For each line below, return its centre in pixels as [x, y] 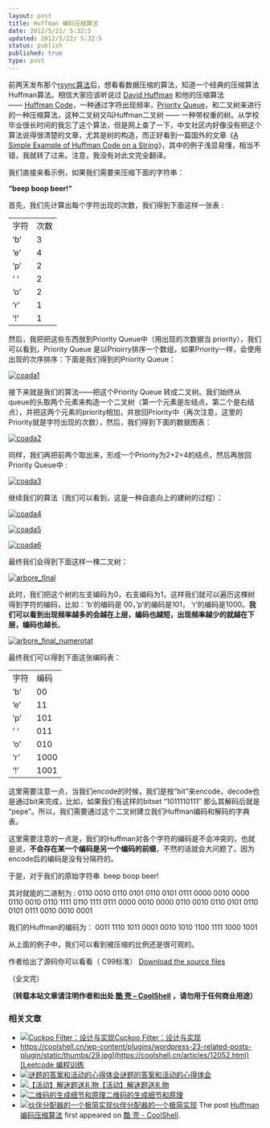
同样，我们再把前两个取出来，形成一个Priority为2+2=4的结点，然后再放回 [130, 454]
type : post [27, 61]
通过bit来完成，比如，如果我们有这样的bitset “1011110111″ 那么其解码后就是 [137, 801]
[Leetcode [37, 1065]
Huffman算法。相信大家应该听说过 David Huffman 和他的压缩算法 [117, 94]
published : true [35, 53]
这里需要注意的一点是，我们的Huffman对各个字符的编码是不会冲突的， [125, 838]
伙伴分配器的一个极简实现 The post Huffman [186, 1105]
